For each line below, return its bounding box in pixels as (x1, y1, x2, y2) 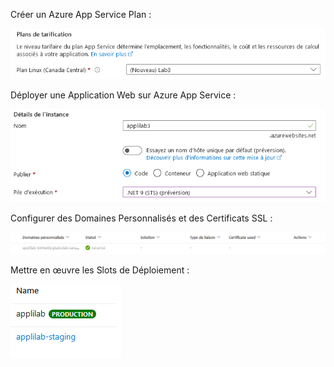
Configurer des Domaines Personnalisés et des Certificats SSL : (10, 212, 273, 224)
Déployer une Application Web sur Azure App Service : (10, 89, 237, 101)
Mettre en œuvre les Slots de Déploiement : (10, 264, 190, 276)
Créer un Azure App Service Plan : (10, 9, 152, 20)
